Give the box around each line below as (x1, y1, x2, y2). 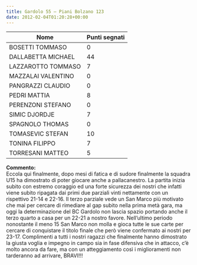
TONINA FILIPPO (9, 139, 56, 147)
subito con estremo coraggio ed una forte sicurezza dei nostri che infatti (6, 183, 182, 190)
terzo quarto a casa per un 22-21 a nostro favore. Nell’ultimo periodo (6, 214, 173, 221)
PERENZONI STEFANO (9, 101, 71, 109)
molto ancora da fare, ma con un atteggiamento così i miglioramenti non (6, 245, 181, 253)
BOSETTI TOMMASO (9, 43, 67, 51)
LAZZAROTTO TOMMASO (9, 62, 81, 70)
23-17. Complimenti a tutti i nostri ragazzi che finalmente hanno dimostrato (6, 233, 187, 240)
